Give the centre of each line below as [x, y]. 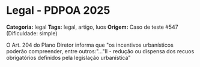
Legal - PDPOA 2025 [58, 10]
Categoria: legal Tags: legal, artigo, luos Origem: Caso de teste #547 [92, 27]
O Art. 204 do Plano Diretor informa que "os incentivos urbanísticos [90, 45]
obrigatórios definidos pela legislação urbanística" [68, 57]
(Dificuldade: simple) [32, 33]
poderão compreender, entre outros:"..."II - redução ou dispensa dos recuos [100, 51]
